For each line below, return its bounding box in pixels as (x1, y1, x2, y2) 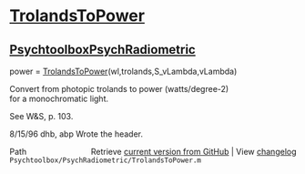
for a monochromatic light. (9, 93, 109, 104)
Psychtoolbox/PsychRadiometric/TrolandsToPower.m (9, 156, 202, 165)
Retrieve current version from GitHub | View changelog (90, 147, 297, 157)
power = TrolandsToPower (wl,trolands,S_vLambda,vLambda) (9, 66, 238, 77)
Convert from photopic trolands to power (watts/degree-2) (9, 84, 229, 94)
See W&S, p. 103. (9, 111, 74, 121)
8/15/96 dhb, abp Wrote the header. (9, 128, 144, 139)
